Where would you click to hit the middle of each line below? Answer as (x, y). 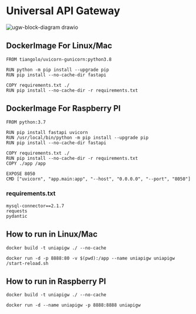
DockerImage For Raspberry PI (63, 108)
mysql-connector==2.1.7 (35, 206)
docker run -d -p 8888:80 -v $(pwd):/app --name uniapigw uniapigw (91, 258)
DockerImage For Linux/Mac (59, 46)
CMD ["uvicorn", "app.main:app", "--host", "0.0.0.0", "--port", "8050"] (99, 179)
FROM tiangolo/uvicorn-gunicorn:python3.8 (59, 59)
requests (17, 211)
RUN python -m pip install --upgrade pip (58, 70)
